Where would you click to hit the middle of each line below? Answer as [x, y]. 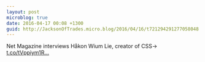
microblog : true [27, 18]
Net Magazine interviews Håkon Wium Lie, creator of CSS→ [82, 46]
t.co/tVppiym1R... [28, 53]
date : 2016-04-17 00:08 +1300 [45, 23]
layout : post [23, 12]
